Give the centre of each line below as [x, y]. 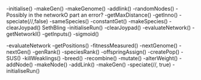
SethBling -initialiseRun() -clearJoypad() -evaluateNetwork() [116, 27]
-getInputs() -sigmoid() [70, 34]
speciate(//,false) [27, 21]
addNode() [19, 64]
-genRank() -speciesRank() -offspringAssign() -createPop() [106, 52]
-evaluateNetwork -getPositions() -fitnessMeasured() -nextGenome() [92, 45]
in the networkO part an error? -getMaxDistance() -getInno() [103, 15]
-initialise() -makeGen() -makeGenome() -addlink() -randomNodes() [90, 9]
